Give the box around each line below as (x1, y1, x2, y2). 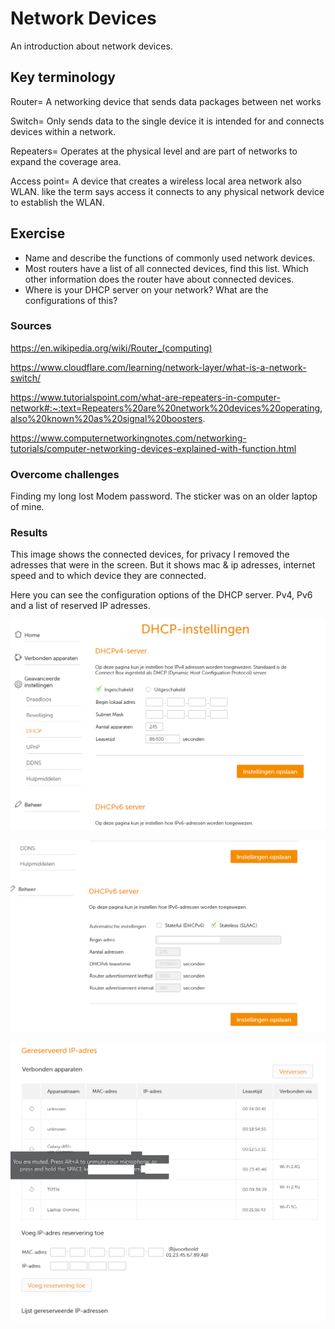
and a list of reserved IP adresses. (10, 600, 151, 612)
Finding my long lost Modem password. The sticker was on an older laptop (10, 490, 318, 502)
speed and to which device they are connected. (10, 570, 207, 582)
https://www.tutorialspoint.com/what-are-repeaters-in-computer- (10, 391, 281, 403)
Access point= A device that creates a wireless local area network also (10, 175, 302, 187)
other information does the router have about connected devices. (24, 273, 295, 285)
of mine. (10, 501, 45, 513)
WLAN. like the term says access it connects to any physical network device (10, 185, 325, 197)
